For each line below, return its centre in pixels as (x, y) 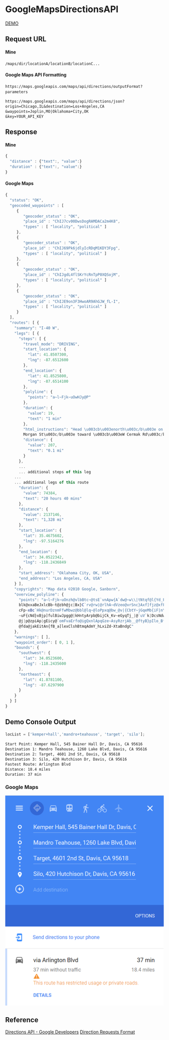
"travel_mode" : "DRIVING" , (52, 344)
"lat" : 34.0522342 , (44, 557)
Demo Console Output (41, 722)
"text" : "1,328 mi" (44, 520)
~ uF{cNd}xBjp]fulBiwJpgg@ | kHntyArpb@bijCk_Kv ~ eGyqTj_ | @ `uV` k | (85, 616)
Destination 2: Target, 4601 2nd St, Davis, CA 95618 (63, 754)
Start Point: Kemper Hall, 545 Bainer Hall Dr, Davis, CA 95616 (74, 744)
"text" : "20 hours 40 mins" (53, 499)
